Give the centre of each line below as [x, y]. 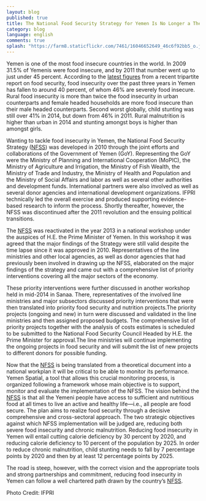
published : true [27, 18]
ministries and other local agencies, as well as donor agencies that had [96, 256]
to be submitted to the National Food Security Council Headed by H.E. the [99, 333]
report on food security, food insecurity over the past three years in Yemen [101, 83]
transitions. [21, 219]
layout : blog [23, 12]
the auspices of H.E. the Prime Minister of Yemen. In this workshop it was [99, 237]
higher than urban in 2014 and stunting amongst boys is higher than [92, 122]
